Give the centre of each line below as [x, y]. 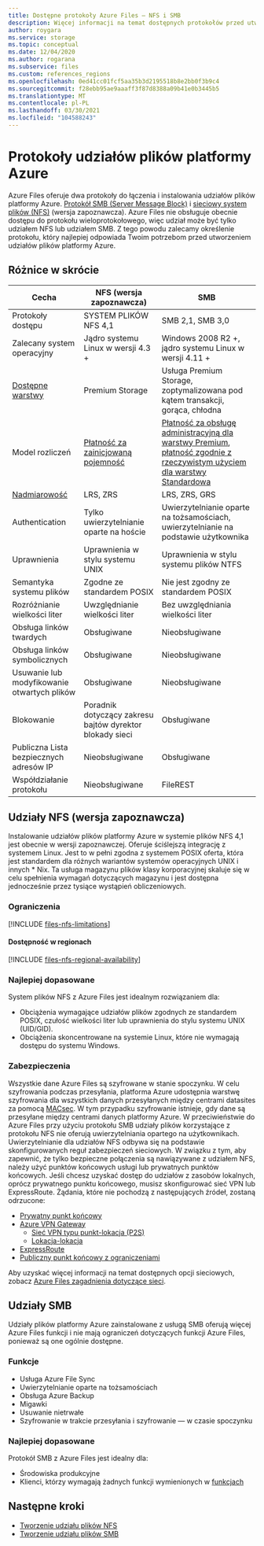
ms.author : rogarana [42, 60]
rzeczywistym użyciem [204, 462]
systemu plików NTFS [202, 564]
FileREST [178, 784]
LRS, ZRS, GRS [189, 494]
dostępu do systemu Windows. [70, 1046]
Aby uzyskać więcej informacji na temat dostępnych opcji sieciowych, [121, 1272]
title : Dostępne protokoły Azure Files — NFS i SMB [94, 15]
